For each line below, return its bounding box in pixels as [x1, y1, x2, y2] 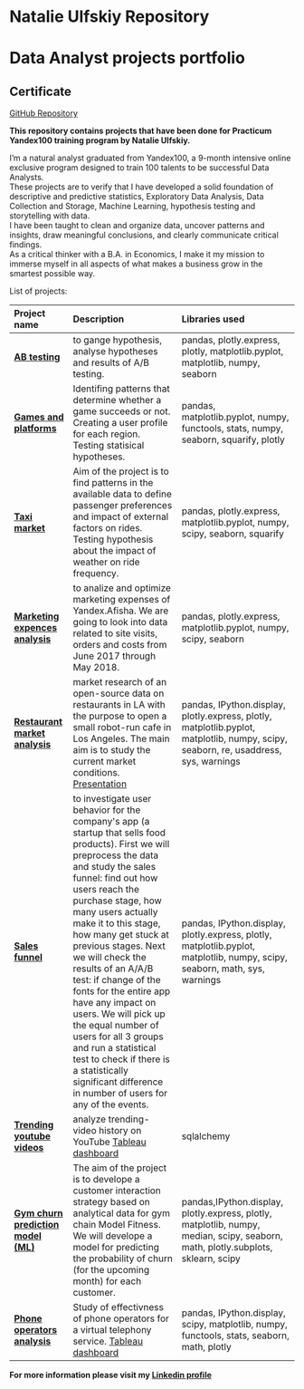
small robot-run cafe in [72, 721, 172, 734]
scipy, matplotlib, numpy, [181, 1318, 288, 1331]
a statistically [72, 1065, 128, 1077]
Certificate [9, 83, 72, 99]
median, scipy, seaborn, [181, 1230, 283, 1242]
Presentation [72, 777, 128, 790]
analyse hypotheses [72, 345, 158, 358]
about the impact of [72, 545, 157, 557]
